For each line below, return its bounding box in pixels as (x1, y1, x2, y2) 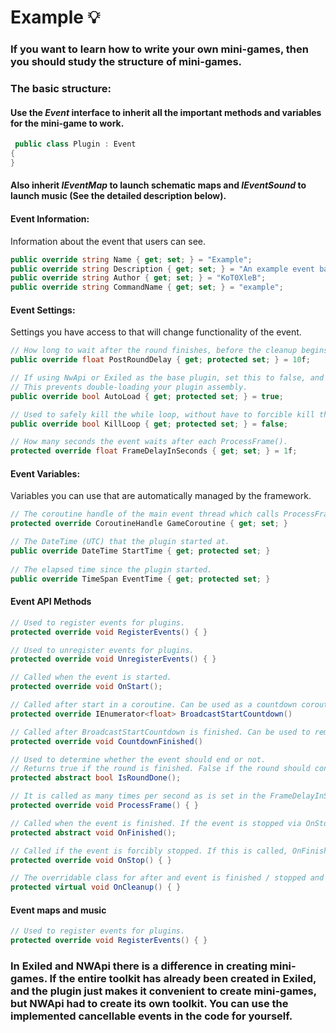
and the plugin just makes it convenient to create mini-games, (10, 984, 317, 998)
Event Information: (10, 213, 90, 225)
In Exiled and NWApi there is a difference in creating (10, 959, 268, 973)
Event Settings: (10, 304, 76, 316)
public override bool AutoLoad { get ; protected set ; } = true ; (10, 391, 284, 401)
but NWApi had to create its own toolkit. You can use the (10, 997, 289, 1011)
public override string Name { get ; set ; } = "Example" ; (10, 254, 253, 265)
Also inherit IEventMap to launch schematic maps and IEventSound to (10, 179, 307, 191)
